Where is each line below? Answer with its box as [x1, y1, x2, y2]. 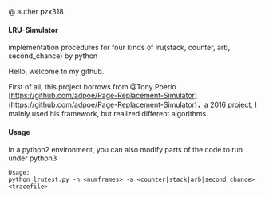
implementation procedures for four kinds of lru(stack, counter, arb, [8, 43, 231, 53]
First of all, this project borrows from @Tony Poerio [8, 82, 177, 92]
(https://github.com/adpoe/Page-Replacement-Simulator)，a [8, 100, 209, 110]
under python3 [8, 153, 57, 163]
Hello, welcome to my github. [8, 67, 105, 77]
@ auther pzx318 [8, 7, 64, 16]
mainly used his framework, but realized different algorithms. [8, 109, 209, 119]
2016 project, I [210, 100, 257, 110]
